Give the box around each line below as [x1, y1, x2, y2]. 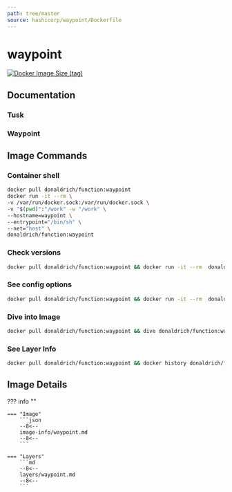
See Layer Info [7, 344, 57, 354]
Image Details [7, 379, 68, 391]
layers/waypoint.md [19, 471, 76, 478]
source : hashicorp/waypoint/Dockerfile [7, 17, 122, 24]
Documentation [7, 89, 76, 101]
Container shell [7, 170, 60, 180]
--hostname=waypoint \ [7, 212, 72, 219]
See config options [7, 280, 72, 289]
